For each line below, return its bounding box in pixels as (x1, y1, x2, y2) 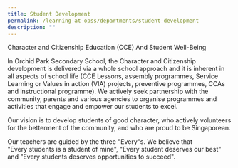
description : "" (7, 23, 56, 31)
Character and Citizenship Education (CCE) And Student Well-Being (7, 43, 207, 52)
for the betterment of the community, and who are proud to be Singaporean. (7, 124, 231, 132)
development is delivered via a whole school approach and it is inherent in (7, 65, 225, 73)
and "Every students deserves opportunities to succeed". (7, 152, 176, 161)
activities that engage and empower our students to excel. (7, 103, 178, 111)
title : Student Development (7, 10, 91, 18)
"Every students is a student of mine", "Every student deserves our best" (7, 145, 222, 154)
